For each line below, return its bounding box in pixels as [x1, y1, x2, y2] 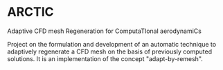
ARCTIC [7, 4, 54, 20]
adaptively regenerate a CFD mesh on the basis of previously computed [7, 47, 213, 56]
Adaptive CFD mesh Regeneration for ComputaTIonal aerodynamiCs [7, 27, 202, 35]
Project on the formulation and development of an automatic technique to [7, 40, 217, 48]
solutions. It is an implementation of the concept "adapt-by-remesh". [7, 54, 203, 62]
